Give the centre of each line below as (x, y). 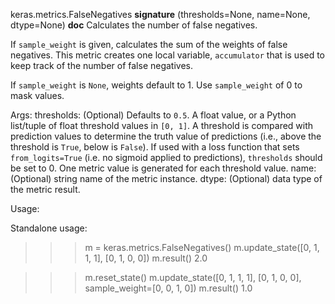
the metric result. (45, 189)
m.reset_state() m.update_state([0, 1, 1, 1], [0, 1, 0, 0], (193, 277)
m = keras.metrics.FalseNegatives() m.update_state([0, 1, (202, 247)
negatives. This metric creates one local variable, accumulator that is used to (167, 55)
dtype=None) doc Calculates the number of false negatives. (134, 25)
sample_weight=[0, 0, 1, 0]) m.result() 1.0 (168, 288)
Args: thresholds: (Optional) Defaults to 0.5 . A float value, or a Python (153, 115)
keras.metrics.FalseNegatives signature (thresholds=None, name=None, (160, 14)
